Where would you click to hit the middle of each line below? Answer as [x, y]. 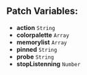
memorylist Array [41, 42]
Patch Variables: [42, 11]
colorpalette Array [43, 35]
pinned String [37, 49]
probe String [35, 57]
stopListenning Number [48, 63]
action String [36, 27]
